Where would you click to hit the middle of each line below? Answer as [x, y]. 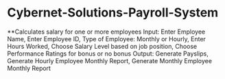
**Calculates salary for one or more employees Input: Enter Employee [106, 32]
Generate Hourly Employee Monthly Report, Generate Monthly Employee [110, 60]
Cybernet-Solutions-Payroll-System [113, 13]
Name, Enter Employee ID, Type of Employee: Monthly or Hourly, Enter [106, 38]
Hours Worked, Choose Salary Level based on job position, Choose [102, 46]
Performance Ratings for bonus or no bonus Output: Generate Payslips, [108, 54]
